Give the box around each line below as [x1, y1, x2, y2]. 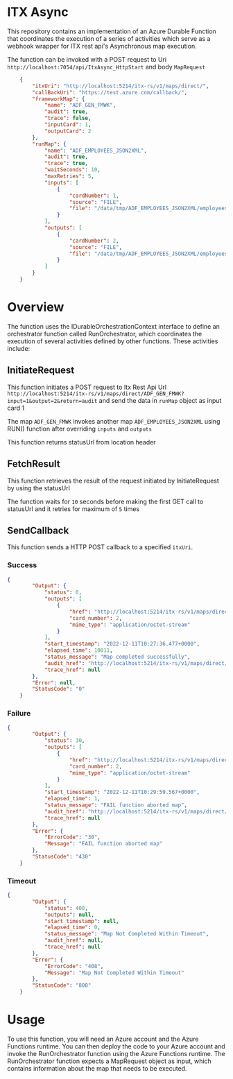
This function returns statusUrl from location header [7, 438, 156, 446]
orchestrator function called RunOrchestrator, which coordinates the [7, 329, 202, 338]
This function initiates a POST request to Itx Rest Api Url [7, 383, 167, 391]
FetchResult [7, 458, 60, 470]
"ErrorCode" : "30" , [44, 834, 101, 841]
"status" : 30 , [44, 737, 85, 744]
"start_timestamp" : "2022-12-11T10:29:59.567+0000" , [44, 788, 200, 796]
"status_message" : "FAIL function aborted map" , [44, 802, 188, 809]
